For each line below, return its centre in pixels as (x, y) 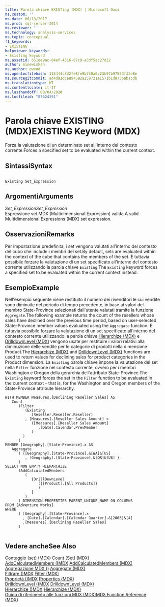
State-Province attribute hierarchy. (40, 388)
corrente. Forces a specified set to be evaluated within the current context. (80, 150)
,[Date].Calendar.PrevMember (68, 428)
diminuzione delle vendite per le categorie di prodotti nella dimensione (76, 347)
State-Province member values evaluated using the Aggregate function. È (79, 326)
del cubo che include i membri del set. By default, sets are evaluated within (81, 251)
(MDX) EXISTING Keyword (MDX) (73, 131)
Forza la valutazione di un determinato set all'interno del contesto (71, 145)
